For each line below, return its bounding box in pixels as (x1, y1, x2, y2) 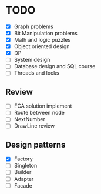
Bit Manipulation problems (14, 30, 78, 36)
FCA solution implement (14, 102, 72, 109)
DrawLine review (14, 122, 55, 129)
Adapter (14, 175, 34, 182)
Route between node (14, 109, 65, 116)
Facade (14, 182, 33, 189)
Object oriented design (14, 43, 70, 50)
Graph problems (14, 23, 53, 30)
